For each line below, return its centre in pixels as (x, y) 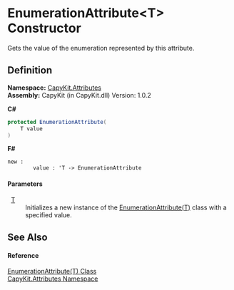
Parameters (25, 184)
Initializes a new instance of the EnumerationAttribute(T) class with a (126, 207)
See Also (27, 237)
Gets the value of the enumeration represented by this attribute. (101, 48)
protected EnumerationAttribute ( (57, 122)
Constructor (45, 28)
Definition (30, 70)
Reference (23, 255)
